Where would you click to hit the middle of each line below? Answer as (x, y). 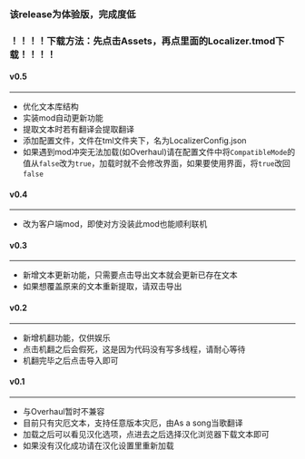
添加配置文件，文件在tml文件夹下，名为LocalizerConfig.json (134, 141)
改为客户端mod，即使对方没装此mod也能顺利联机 (115, 224)
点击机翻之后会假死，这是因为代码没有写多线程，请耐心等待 (134, 349)
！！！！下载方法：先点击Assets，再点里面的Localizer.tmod (143, 41)
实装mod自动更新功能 (63, 118)
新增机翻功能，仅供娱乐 (66, 337)
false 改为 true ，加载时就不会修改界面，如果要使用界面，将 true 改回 (164, 163)
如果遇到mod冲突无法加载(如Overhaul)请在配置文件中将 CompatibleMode (155, 152)
